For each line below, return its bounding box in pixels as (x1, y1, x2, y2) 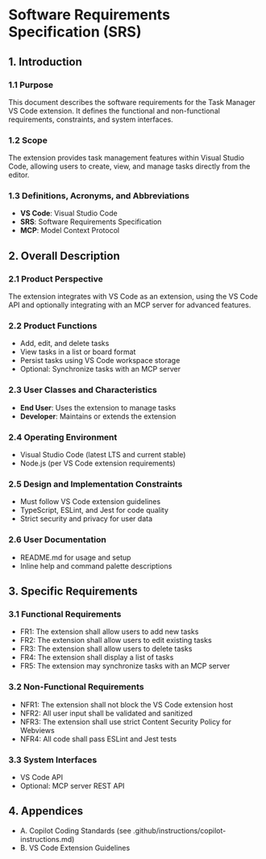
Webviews (19, 725, 55, 735)
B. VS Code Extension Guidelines (19, 843, 131, 853)
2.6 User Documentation (8, 534, 106, 545)
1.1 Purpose (8, 79, 54, 90)
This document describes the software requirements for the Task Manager (8, 97, 256, 106)
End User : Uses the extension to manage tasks (19, 402, 177, 412)
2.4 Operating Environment (8, 432, 118, 443)
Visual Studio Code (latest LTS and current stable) (19, 450, 186, 460)
